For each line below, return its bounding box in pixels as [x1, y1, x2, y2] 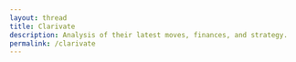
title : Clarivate [9, 22, 76, 31]
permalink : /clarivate [9, 38, 96, 48]
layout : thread [9, 13, 68, 23]
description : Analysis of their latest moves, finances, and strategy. [9, 30, 288, 39]
